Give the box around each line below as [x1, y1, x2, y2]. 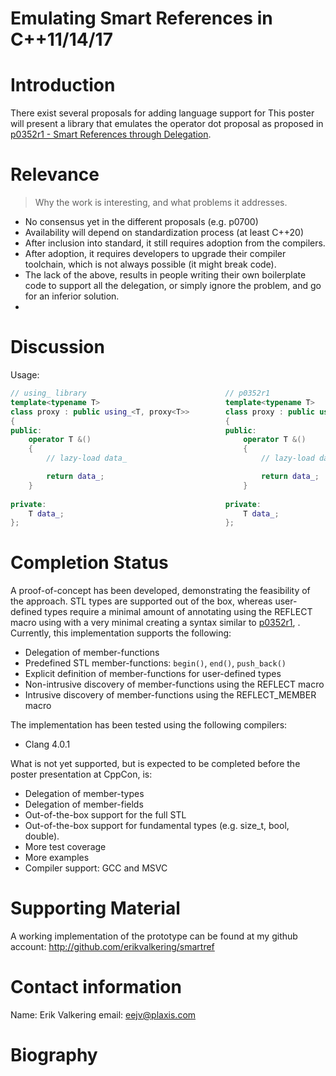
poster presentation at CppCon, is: [10, 768, 153, 781]
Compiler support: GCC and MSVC [24, 862, 168, 874]
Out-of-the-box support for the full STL [24, 809, 187, 821]
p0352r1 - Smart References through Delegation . [10, 128, 212, 141]
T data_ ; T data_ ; [28, 508, 280, 519]
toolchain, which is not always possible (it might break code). [24, 258, 277, 271]
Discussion [10, 336, 105, 359]
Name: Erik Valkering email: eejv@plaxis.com [10, 1009, 197, 1021]
